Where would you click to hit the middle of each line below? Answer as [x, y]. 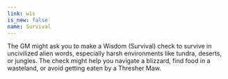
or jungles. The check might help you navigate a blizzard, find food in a [109, 61]
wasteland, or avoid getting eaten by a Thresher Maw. [84, 68]
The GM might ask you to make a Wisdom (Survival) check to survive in [109, 46]
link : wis [22, 14]
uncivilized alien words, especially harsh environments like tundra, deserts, [115, 53]
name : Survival [29, 26]
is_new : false [28, 20]
